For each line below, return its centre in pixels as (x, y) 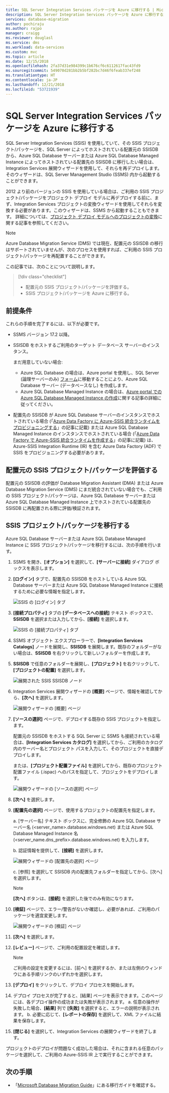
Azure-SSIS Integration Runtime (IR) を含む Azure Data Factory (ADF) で (87, 446)
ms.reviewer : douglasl (29, 38)
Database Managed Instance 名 (45, 833)
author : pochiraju (25, 24)
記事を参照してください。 (45, 223)
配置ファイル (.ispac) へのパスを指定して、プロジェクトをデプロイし (83, 772)
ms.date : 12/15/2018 (27, 61)
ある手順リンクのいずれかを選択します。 (63, 974)
